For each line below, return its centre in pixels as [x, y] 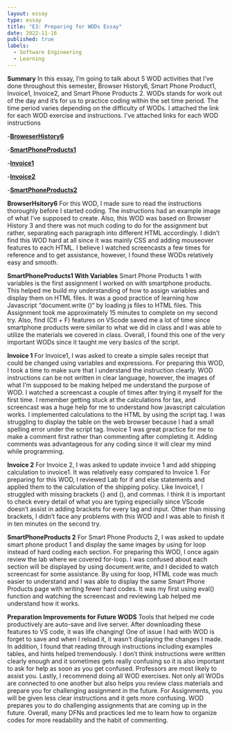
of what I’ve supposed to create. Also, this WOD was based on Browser [109, 218]
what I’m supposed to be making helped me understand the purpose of [109, 385]
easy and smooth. [33, 262]
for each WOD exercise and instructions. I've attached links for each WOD [113, 115]
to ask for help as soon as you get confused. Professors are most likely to [112, 668]
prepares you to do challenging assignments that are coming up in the [107, 705]
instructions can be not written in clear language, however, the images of [111, 377]
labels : [18, 46]
